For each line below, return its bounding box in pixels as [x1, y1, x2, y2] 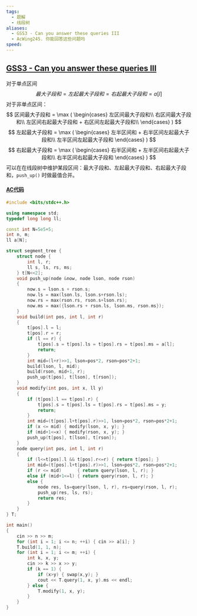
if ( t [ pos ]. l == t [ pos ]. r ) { [27, 396, 99, 402]
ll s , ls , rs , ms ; [27, 264, 72, 270]
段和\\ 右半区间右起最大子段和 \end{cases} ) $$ [41, 154, 156, 161]
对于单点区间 [6, 80, 37, 87]
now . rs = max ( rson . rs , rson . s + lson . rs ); [27, 298, 128, 304]
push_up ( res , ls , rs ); [37, 490, 94, 496]
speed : [6, 42, 22, 48]
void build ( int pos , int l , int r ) [16, 314, 104, 320]
